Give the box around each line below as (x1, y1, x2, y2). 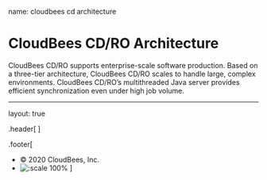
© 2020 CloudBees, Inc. (19, 155, 99, 164)
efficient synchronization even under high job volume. (8, 86, 185, 95)
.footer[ (8, 139, 33, 149)
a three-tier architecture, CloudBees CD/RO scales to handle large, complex (8, 69, 256, 79)
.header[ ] (8, 124, 41, 133)
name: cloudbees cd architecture (8, 7, 117, 16)
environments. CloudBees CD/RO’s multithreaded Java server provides (8, 77, 240, 86)
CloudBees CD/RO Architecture (8, 35, 219, 52)
